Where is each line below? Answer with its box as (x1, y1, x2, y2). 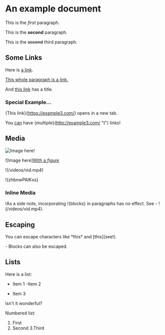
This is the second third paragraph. (5, 39, 77, 45)
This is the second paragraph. (5, 29, 67, 35)
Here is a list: (5, 271, 32, 277)
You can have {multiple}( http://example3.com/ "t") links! (5, 120, 121, 126)
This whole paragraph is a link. (5, 76, 68, 83)
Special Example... (5, 99, 51, 106)
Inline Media (5, 189, 36, 196)
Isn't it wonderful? (5, 300, 42, 306)
